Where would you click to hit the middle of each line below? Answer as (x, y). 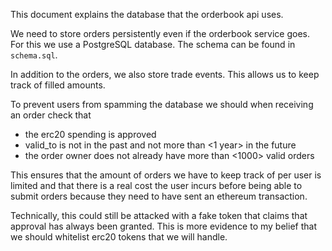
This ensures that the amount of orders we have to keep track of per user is (166, 175)
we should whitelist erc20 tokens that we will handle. (119, 237)
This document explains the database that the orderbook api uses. (147, 14)
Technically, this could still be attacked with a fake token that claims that (159, 215)
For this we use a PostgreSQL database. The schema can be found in (153, 44)
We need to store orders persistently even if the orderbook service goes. (160, 33)
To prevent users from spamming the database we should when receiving (162, 104)
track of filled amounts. (58, 85)
